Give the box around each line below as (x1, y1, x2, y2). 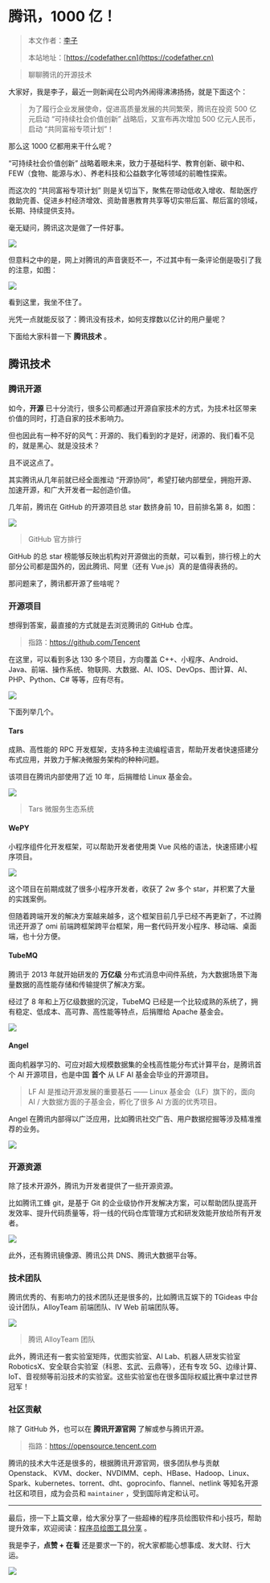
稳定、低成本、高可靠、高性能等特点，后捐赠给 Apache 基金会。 (14, 1006, 228, 1016)
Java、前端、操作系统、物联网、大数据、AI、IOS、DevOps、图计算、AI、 (8, 664, 252, 674)
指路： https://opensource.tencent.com (27, 1440, 157, 1450)
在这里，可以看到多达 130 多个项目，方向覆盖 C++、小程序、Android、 (8, 654, 243, 664)
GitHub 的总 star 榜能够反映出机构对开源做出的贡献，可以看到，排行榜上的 (8, 551, 255, 560)
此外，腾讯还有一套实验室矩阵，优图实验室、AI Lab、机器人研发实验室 (8, 1352, 241, 1362)
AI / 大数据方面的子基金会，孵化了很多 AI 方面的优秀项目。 (27, 1097, 222, 1106)
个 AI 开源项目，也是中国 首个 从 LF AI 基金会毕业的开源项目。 (8, 1069, 213, 1079)
